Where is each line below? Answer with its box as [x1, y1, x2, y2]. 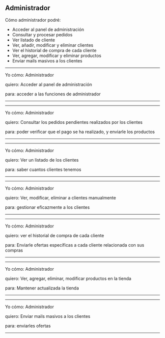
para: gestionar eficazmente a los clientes [5, 204, 90, 210]
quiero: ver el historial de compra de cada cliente [5, 232, 104, 238]
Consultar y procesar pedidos [12, 31, 73, 37]
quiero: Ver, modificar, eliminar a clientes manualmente [5, 195, 116, 200]
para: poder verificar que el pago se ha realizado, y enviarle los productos [5, 129, 155, 135]
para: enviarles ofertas [5, 323, 51, 329]
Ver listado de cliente [12, 37, 55, 43]
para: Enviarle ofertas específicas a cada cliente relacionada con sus [5, 242, 144, 248]
